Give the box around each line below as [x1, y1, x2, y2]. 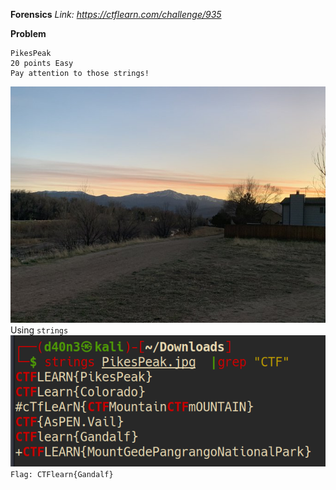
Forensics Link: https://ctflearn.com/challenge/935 [10, 9, 222, 20]
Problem [10, 28, 47, 39]
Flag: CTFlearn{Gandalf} [10, 469, 114, 479]
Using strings [10, 324, 69, 336]
